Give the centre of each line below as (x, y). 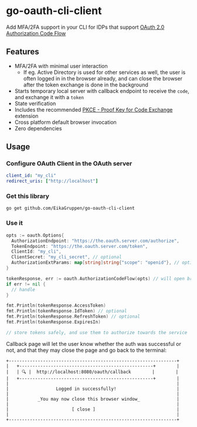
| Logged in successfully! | (93, 389)
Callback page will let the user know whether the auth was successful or (94, 344)
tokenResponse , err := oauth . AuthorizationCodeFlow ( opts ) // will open (95, 278)
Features (23, 52)
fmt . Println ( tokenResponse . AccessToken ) (56, 306)
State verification (35, 103)
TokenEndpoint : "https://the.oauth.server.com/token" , (80, 246)
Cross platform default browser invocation (66, 122)
